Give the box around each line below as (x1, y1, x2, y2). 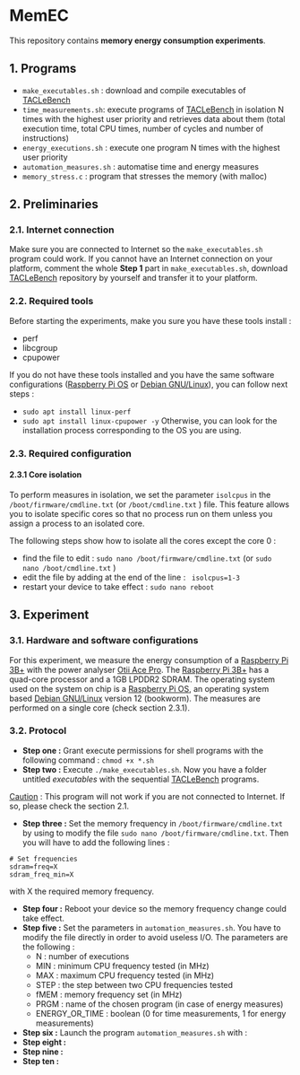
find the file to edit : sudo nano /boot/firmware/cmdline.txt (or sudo (21, 553, 272, 564)
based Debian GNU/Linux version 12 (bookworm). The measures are (9, 693, 261, 704)
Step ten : (21, 1055, 60, 1066)
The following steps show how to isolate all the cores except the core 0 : (9, 535, 276, 546)
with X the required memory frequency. (9, 886, 155, 896)
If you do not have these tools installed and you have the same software (9, 369, 275, 380)
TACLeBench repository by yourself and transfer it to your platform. (9, 273, 258, 284)
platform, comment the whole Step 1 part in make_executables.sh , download (9, 263, 288, 274)
